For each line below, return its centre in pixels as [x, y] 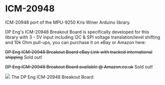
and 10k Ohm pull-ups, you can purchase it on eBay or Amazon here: [76, 42]
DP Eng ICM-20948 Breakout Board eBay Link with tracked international [79, 52]
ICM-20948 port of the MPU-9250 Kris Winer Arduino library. [68, 22]
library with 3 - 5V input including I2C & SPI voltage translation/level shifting [83, 37]
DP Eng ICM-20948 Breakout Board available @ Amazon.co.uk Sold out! [79, 67]
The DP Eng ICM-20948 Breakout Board [52, 77]
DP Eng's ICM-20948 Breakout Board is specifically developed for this [77, 32]
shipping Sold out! [24, 57]
